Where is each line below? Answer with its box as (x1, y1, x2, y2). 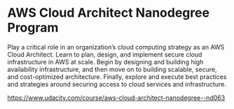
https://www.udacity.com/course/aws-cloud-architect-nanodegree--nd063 (7, 93, 226, 102)
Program (7, 20, 59, 36)
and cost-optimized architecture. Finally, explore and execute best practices (7, 72, 227, 81)
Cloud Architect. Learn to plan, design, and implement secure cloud (7, 50, 202, 59)
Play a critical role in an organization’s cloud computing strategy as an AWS (7, 43, 225, 51)
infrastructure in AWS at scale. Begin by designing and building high (7, 57, 204, 66)
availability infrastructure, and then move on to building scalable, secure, (7, 65, 217, 73)
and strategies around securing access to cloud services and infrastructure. (7, 80, 226, 88)
